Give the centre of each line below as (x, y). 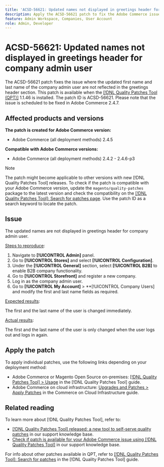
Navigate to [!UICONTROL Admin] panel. (53, 255)
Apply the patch (30, 350)
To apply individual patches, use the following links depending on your (76, 362)
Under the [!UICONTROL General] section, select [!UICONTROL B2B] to (85, 265)
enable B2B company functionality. (47, 271)
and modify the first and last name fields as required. (65, 291)
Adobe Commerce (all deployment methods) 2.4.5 (62, 140)
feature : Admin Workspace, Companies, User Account (59, 19)
